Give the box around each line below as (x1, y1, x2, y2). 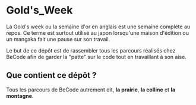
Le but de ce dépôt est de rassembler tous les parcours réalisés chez (6, 47, 176, 54)
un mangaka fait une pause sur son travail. (6, 35, 110, 42)
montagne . (6, 92, 34, 99)
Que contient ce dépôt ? (6, 70, 97, 80)
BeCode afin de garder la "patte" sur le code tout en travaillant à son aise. (6, 53, 187, 60)
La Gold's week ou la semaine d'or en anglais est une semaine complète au (6, 23, 191, 30)
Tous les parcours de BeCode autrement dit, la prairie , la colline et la (6, 86, 176, 93)
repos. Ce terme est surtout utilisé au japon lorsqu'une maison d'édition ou (6, 29, 189, 36)
